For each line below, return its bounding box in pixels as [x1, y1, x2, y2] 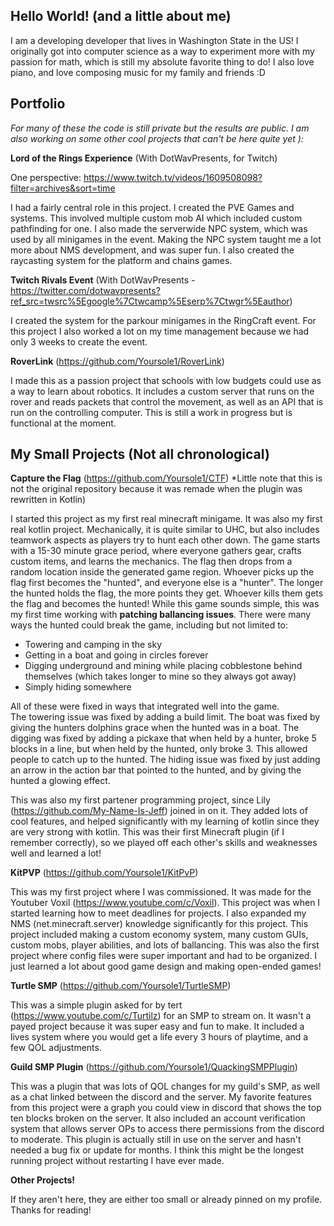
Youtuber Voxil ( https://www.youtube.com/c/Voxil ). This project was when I [10, 897, 321, 909]
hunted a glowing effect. [10, 775, 111, 787]
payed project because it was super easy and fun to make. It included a [10, 1020, 305, 1033]
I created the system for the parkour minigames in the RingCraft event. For [10, 314, 317, 326]
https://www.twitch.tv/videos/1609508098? [83, 171, 263, 183]
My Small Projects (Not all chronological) [10, 446, 270, 463]
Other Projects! [10, 1174, 76, 1186]
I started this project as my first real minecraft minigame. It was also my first [10, 513, 323, 525]
